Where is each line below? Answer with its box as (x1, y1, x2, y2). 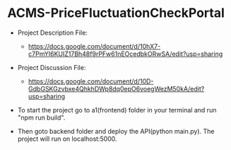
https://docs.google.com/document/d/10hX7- (28, 42, 161, 50)
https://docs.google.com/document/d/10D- (28, 76, 154, 86)
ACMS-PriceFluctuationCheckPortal (7, 5, 225, 21)
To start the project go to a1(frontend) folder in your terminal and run (17, 105, 217, 114)
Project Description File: (17, 28, 88, 37)
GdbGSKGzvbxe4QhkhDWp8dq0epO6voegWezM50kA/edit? (28, 84, 205, 93)
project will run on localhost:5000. (17, 134, 118, 143)
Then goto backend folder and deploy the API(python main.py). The (17, 127, 215, 135)
